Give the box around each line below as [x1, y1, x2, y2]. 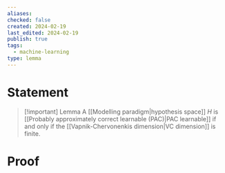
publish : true [7, 36, 48, 43]
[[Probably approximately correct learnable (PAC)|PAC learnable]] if [23, 114, 217, 123]
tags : [7, 42, 23, 49]
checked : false [7, 17, 51, 23]
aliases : [7, 10, 32, 17]
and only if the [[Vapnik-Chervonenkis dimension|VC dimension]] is [23, 122, 216, 130]
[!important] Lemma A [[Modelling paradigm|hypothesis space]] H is [23, 108, 219, 116]
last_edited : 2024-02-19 [7, 29, 79, 37]
